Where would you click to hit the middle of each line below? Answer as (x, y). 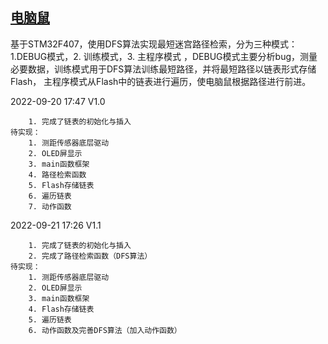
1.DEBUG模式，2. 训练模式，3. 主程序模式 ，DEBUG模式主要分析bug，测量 (164, 56)
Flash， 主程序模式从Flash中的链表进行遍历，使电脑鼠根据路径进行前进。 (161, 81)
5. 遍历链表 (50, 319)
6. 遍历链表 (50, 196)
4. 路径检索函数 (57, 174)
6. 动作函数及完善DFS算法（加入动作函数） (105, 330)
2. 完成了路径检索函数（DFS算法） (90, 256)
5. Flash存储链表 (61, 185)
